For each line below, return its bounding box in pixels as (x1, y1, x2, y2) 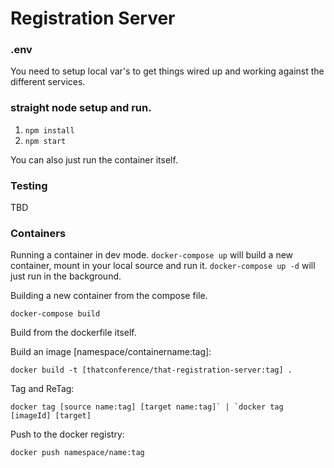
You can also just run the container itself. (10, 153, 178, 166)
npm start (24, 136, 67, 146)
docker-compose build (10, 309, 101, 319)
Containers (10, 227, 67, 240)
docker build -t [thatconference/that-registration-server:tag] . (10, 365, 293, 376)
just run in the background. (10, 270, 122, 282)
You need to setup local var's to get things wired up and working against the (10, 65, 325, 77)
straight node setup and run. (10, 101, 152, 115)
